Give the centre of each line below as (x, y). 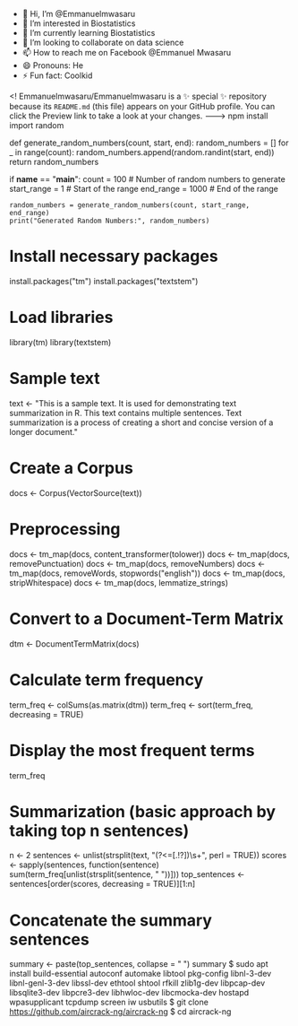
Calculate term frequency (106, 679)
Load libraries (61, 317)
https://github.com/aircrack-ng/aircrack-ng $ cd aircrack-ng (120, 1012)
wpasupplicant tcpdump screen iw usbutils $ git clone (109, 1002)
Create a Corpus (72, 468)
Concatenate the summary (111, 920)
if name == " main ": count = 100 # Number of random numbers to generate (148, 179)
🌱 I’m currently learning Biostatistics (89, 33)
